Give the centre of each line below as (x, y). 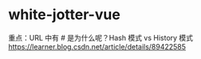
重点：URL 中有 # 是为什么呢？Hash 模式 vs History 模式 (101, 37)
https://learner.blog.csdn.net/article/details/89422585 (97, 46)
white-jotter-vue (65, 15)
